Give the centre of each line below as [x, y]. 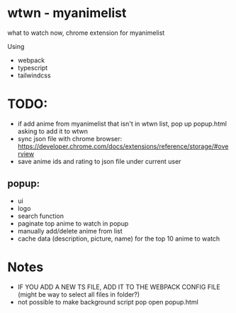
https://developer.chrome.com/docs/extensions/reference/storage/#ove [123, 146]
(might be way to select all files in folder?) [79, 294]
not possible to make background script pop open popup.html [108, 302]
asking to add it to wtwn [53, 131]
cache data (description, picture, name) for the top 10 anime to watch [119, 238]
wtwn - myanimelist [67, 13]
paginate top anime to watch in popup [73, 223]
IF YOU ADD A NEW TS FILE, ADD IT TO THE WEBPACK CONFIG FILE [119, 287]
